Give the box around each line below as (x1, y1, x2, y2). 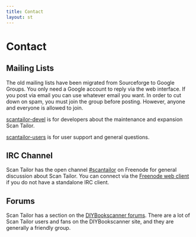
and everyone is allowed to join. (6, 104, 83, 111)
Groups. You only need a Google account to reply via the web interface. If (6, 85, 185, 92)
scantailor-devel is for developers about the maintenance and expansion (6, 116, 183, 123)
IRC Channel (6, 150, 53, 161)
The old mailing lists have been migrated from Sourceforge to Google (6, 79, 175, 86)
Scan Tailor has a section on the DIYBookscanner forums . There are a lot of (6, 212, 191, 219)
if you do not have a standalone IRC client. (6, 179, 110, 186)
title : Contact (6, 8, 44, 15)
